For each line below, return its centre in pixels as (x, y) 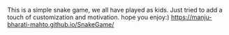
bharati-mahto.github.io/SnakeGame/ (61, 24)
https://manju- (191, 17)
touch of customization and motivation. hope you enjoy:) (88, 17)
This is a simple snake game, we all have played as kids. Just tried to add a (115, 10)
